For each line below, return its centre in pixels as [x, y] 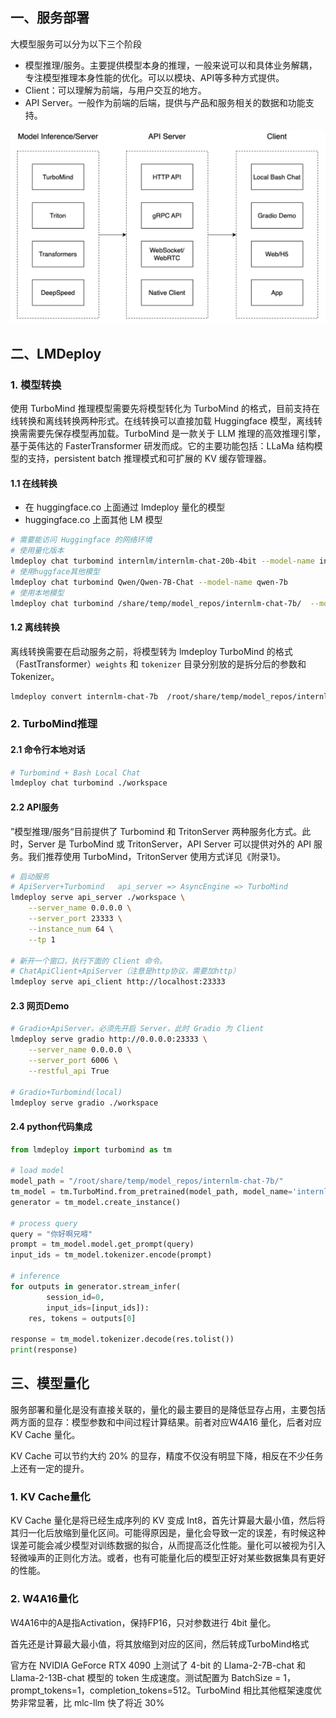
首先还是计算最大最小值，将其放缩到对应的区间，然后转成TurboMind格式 [160, 1644]
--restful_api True [69, 1071]
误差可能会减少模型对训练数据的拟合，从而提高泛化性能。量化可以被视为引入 [168, 1545]
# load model [37, 1171]
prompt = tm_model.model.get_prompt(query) [102, 1244]
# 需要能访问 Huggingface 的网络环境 [81, 540]
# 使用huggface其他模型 [55, 571]
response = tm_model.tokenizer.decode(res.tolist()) [122, 1339]
